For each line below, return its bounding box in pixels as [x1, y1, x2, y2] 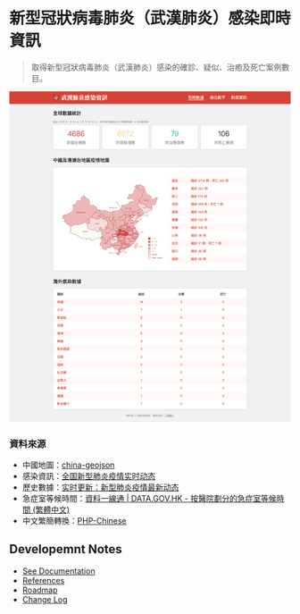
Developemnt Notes [9, 542, 122, 557]
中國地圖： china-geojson [21, 459, 115, 470]
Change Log [21, 593, 69, 604]
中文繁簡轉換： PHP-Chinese [21, 516, 127, 526]
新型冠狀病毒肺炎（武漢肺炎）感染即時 [9, 8, 292, 29]
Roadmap [21, 585, 58, 595]
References [21, 575, 65, 585]
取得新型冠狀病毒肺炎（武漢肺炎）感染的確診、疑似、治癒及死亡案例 [30, 62, 282, 72]
